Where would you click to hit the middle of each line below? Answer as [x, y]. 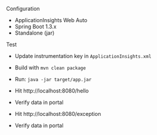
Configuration [23, 9]
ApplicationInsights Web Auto [51, 20]
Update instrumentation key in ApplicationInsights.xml [83, 56]
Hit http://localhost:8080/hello [52, 91]
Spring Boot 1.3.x [35, 27]
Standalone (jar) [34, 33]
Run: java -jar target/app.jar [53, 79]
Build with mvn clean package [50, 67]
